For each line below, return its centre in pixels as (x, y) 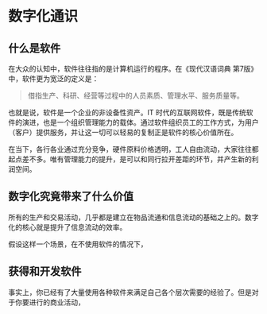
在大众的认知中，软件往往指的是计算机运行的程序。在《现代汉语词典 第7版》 (133, 69)
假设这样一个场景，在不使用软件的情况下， (78, 244)
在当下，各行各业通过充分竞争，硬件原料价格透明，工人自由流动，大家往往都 (133, 149)
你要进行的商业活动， (50, 302)
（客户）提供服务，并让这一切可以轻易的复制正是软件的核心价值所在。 (123, 132)
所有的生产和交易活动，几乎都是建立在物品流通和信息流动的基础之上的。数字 (133, 217)
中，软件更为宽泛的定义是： (54, 79)
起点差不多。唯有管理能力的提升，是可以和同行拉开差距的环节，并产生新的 (130, 159)
